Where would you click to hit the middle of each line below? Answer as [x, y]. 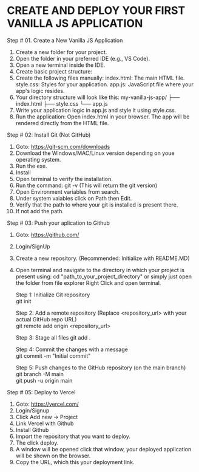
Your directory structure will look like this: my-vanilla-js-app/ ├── [98, 97]
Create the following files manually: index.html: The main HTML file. [100, 78]
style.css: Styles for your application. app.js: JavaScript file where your [104, 84]
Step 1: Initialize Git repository [53, 295]
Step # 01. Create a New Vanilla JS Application [65, 40]
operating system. [38, 159]
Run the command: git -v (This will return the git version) [86, 185]
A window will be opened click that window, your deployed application [103, 449]
